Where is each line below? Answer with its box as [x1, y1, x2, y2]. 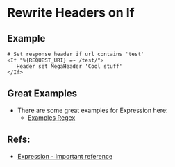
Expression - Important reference [17, 152, 113, 160]
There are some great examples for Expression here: [17, 106, 168, 114]
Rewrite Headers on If [7, 5, 135, 21]
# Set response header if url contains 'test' [7, 51, 144, 58]
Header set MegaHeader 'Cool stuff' [16, 63, 123, 70]
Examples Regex [27, 113, 76, 122]
